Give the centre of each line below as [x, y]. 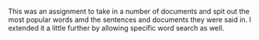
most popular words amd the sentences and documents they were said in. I [130, 20]
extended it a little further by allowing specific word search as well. [117, 28]
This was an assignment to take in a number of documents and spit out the [129, 11]
